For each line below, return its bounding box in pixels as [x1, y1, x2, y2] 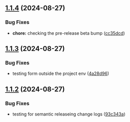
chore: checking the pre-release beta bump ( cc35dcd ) [12, 30, 126, 36]
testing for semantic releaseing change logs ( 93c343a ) [12, 111, 126, 117]
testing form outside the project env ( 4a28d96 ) [12, 70, 110, 76]
